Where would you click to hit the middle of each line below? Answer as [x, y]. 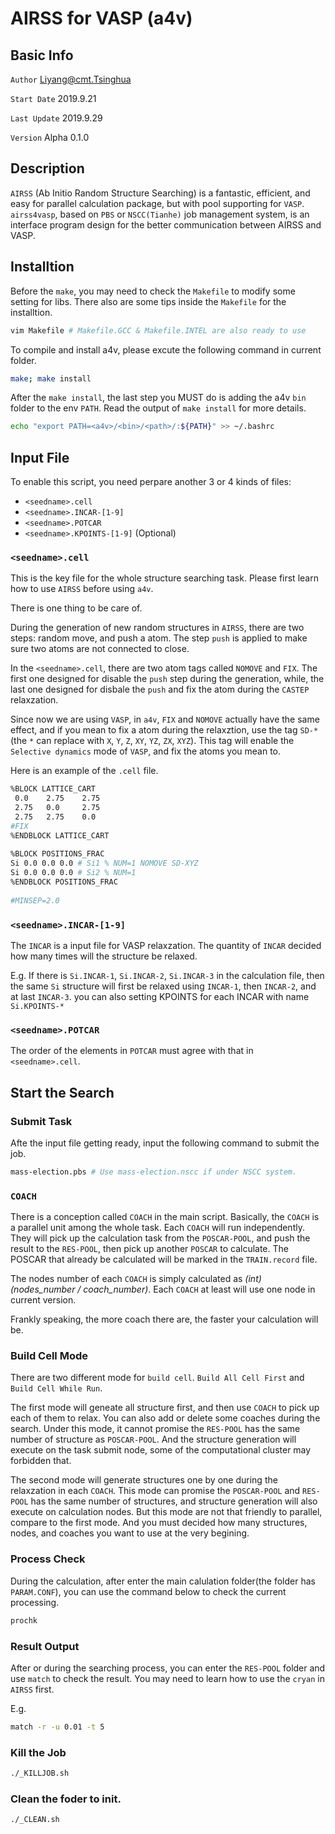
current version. [43, 1300]
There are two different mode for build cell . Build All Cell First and [157, 1378]
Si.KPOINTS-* [37, 1007]
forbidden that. [41, 1461]
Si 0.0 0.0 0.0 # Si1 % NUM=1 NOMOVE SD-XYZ [104, 863]
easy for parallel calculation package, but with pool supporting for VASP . [157, 203]
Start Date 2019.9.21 [53, 98]
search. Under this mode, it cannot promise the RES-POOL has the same [155, 1429]
